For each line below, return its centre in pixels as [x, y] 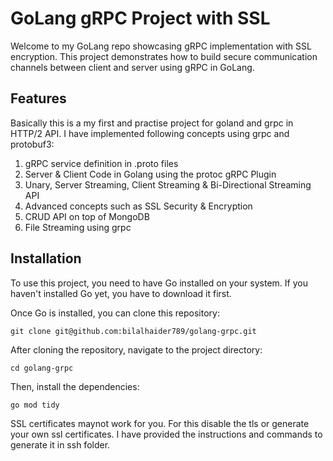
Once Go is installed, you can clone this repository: [115, 313]
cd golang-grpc [42, 368]
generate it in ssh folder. [60, 444]
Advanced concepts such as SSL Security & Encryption [138, 206]
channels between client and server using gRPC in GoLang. [132, 67]
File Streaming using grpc [78, 227]
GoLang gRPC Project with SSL [140, 18]
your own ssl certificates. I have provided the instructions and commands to [166, 434]
